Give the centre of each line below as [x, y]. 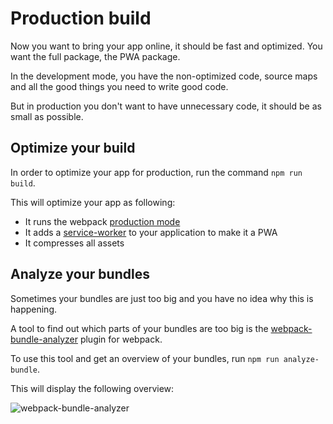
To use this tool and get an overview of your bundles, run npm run [145, 358]
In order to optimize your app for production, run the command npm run [156, 172]
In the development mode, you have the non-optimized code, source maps [164, 76]
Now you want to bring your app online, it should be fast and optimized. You [166, 46]
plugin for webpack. [121, 339]
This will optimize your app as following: [93, 202]
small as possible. [47, 116]
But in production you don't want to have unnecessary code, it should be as [166, 106]
